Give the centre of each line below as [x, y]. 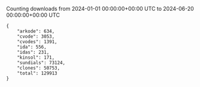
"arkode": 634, [36, 31]
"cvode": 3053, [36, 37]
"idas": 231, [33, 52]
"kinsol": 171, [36, 58]
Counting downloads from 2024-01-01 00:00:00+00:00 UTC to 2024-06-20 [100, 9]
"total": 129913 [37, 73]
